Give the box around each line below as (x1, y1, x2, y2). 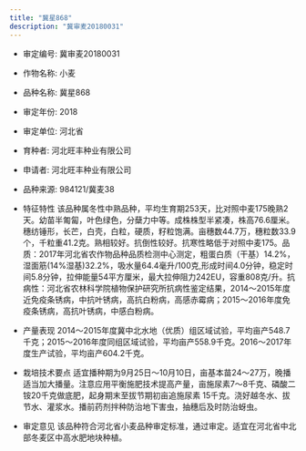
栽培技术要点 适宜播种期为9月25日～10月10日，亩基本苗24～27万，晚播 (22, 366, 291, 378)
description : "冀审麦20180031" (9, 22, 125, 31)
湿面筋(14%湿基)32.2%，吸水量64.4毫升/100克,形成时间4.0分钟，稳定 (22, 260, 285, 271)
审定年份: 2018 (22, 106, 78, 117)
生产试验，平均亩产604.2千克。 (30, 347, 149, 358)
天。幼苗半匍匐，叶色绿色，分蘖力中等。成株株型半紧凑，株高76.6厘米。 (22, 214, 295, 225)
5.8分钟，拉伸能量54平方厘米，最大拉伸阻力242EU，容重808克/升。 (30, 271, 288, 282)
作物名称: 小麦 (22, 67, 76, 78)
